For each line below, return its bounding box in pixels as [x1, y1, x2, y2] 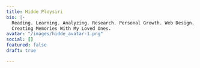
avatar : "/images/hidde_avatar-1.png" [6, 31, 103, 37]
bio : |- [6, 14, 26, 20]
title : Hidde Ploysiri [6, 8, 63, 15]
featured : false [6, 42, 47, 48]
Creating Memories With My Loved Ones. [11, 25, 112, 32]
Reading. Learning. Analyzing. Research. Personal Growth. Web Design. [11, 20, 195, 26]
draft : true [6, 48, 36, 54]
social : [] [6, 36, 34, 42]
